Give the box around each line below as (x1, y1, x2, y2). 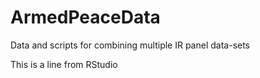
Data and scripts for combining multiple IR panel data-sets (10, 39, 251, 51)
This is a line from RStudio (10, 58, 118, 70)
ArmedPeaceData (10, 6, 161, 29)
